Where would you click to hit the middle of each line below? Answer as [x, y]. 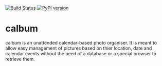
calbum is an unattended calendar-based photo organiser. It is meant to [81, 42]
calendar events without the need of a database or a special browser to [81, 53]
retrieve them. [20, 59]
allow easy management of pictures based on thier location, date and [79, 48]
